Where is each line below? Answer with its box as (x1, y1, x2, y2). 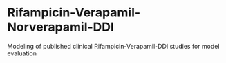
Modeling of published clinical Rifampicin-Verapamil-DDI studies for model (7, 42, 220, 50)
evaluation (7, 49, 37, 58)
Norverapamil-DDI (7, 19, 114, 35)
